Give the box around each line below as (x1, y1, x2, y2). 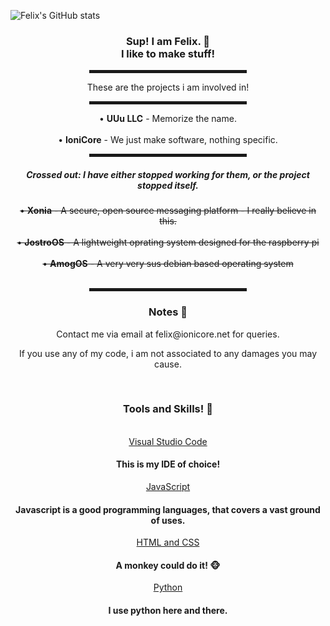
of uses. (150, 514, 186, 526)
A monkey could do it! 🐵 (115, 559, 221, 571)
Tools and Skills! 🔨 (123, 402, 213, 416)
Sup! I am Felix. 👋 (125, 34, 211, 48)
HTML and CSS (136, 536, 200, 549)
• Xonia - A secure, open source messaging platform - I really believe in (19, 205, 317, 217)
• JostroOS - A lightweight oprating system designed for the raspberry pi (16, 236, 320, 249)
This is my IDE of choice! (115, 458, 221, 470)
